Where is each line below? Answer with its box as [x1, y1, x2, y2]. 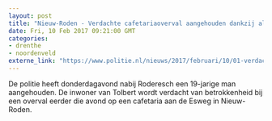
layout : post [8, 11, 53, 20]
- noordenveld [8, 49, 57, 57]
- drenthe [8, 42, 42, 50]
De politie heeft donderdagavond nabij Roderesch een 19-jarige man [8, 78, 236, 89]
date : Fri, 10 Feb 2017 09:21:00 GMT [8, 27, 136, 35]
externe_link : [8, 57, 57, 65]
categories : [8, 34, 49, 43]
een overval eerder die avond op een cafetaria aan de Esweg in [8, 96, 220, 106]
